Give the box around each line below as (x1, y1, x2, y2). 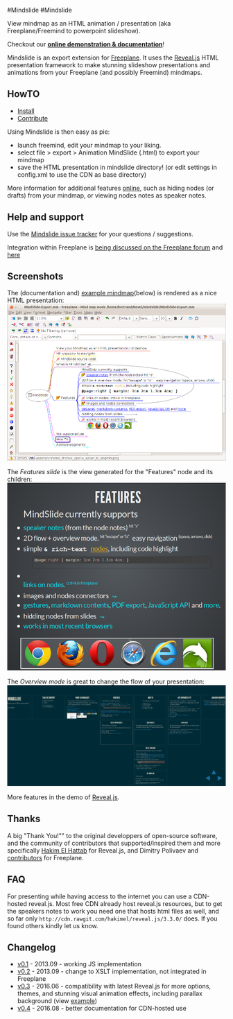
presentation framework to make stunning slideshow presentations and (7, 61, 211, 69)
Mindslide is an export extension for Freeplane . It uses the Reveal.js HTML (7, 53, 220, 62)
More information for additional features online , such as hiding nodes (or (7, 184, 214, 192)
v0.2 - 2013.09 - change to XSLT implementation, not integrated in (17, 967, 207, 976)
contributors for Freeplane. (7, 853, 85, 862)
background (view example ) (17, 997, 98, 1005)
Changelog (7, 941, 56, 953)
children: (7, 475, 33, 484)
